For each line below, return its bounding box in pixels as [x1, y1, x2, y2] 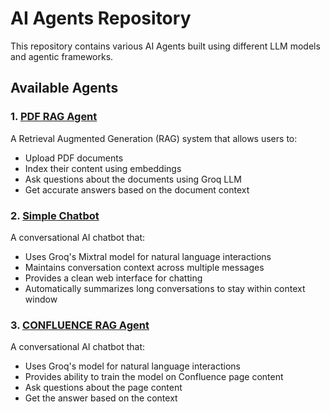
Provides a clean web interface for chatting [24, 272, 203, 284]
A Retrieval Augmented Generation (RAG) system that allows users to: [10, 132, 298, 144]
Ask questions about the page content [24, 382, 183, 394]
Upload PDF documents [24, 152, 124, 164]
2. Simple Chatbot [10, 208, 100, 222]
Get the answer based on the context [24, 392, 178, 404]
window [24, 293, 58, 305]
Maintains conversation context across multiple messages [24, 261, 265, 273]
